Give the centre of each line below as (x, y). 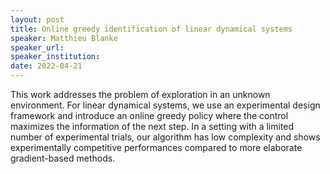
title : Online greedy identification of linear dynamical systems (151, 29)
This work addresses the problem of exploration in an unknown (140, 94)
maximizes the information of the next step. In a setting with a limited (152, 126)
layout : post (37, 19)
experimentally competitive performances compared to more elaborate (156, 147)
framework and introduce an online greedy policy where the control (149, 115)
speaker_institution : (55, 57)
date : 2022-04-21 (46, 66)
